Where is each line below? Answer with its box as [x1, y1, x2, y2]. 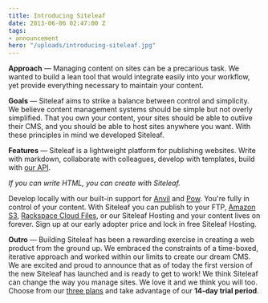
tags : [8, 26, 26, 34]
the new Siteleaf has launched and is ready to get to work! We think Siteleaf [8, 269, 258, 279]
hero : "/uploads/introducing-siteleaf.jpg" [8, 42, 156, 50]
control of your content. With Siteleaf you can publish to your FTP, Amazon [8, 202, 256, 212]
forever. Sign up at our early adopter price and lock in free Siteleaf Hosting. [8, 220, 257, 229]
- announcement [8, 34, 59, 42]
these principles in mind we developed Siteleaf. [8, 130, 164, 140]
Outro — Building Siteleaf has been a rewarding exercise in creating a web [8, 235, 255, 244]
